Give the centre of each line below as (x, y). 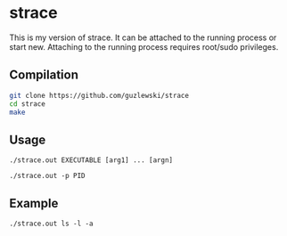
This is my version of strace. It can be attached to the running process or (143, 37)
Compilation (44, 75)
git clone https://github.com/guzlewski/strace (99, 95)
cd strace (28, 104)
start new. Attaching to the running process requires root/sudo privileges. (144, 46)
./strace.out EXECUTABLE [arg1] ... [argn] (91, 160)
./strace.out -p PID (48, 176)
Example (34, 203)
